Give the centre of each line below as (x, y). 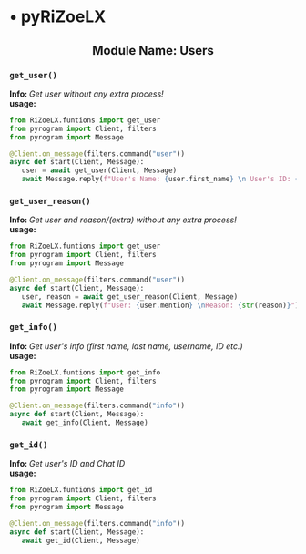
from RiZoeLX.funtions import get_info (85, 372)
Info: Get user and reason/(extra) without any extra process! (123, 220)
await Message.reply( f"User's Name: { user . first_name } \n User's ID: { (160, 180)
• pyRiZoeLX (58, 17)
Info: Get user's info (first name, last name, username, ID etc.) (126, 346)
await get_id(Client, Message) (81, 540)
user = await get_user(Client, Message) (99, 170)
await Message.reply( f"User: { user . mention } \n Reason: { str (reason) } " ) (160, 305)
